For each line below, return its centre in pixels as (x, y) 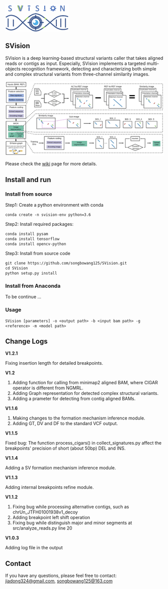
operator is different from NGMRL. (48, 388)
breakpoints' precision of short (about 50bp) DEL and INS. (65, 448)
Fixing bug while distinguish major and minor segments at (72, 523)
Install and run (28, 180)
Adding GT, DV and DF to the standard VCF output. (65, 424)
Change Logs (26, 341)
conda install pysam (27, 234)
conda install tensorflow (32, 239)
